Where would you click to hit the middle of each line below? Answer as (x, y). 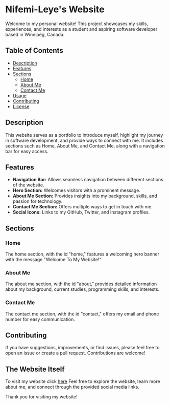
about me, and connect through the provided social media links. (72, 387)
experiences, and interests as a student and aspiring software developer (81, 29)
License (21, 106)
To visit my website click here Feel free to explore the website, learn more (83, 381)
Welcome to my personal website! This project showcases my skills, (77, 24)
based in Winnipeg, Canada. (35, 34)
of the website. (28, 185)
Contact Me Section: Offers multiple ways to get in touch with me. (83, 207)
